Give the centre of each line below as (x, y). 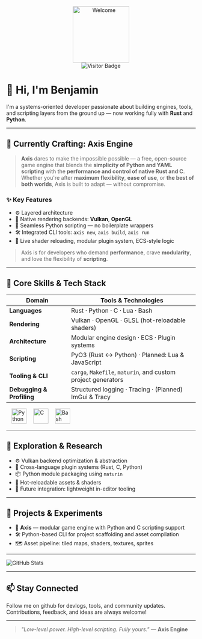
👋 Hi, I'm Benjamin (53, 90)
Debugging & (28, 389)
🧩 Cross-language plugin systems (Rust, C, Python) (79, 467)
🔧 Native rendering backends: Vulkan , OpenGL (73, 219)
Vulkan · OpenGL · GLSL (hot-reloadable (129, 320)
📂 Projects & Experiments (55, 513)
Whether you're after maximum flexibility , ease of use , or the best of (107, 177)
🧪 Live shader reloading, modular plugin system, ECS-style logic (94, 241)
